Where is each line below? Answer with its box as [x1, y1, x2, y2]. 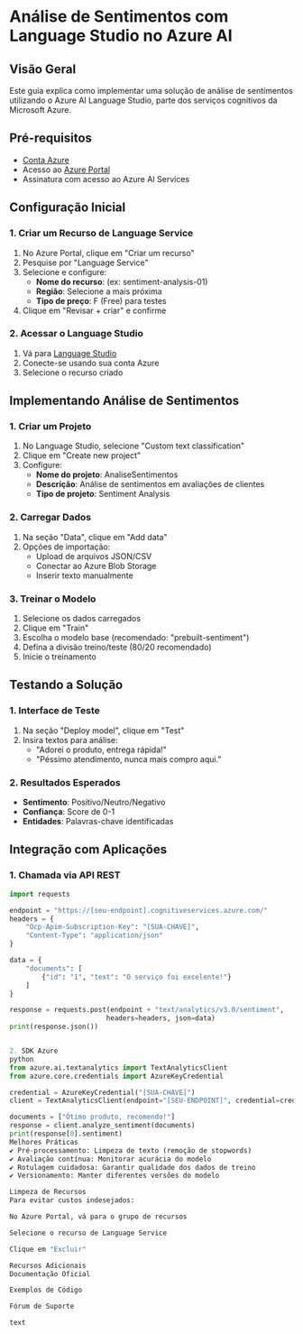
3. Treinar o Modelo [9, 593, 96, 605]
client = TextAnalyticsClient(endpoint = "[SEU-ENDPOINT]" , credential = [9, 1096, 280, 1106]
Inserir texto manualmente [35, 570, 133, 581]
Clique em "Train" [22, 622, 89, 633]
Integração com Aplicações [9, 842, 168, 858]
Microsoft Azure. [9, 105, 72, 115]
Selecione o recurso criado [22, 367, 124, 378]
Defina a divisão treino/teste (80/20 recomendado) [22, 642, 212, 653]
